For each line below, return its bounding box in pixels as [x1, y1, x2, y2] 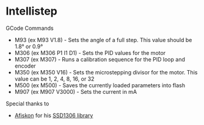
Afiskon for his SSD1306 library [14, 112, 93, 119]
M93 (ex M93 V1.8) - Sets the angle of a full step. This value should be [14, 36, 192, 43]
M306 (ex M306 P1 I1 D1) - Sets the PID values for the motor [14, 49, 166, 56]
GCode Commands [5, 24, 54, 32]
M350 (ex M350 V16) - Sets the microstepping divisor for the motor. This [14, 68, 198, 76]
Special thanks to [5, 99, 49, 107]
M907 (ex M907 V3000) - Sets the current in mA [14, 88, 137, 95]
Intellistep [5, 4, 57, 18]
